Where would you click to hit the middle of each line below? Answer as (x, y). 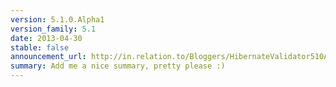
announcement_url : (48, 57)
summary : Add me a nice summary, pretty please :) (118, 66)
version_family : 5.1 (53, 29)
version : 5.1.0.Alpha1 (57, 19)
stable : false (40, 47)
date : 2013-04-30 (46, 38)
